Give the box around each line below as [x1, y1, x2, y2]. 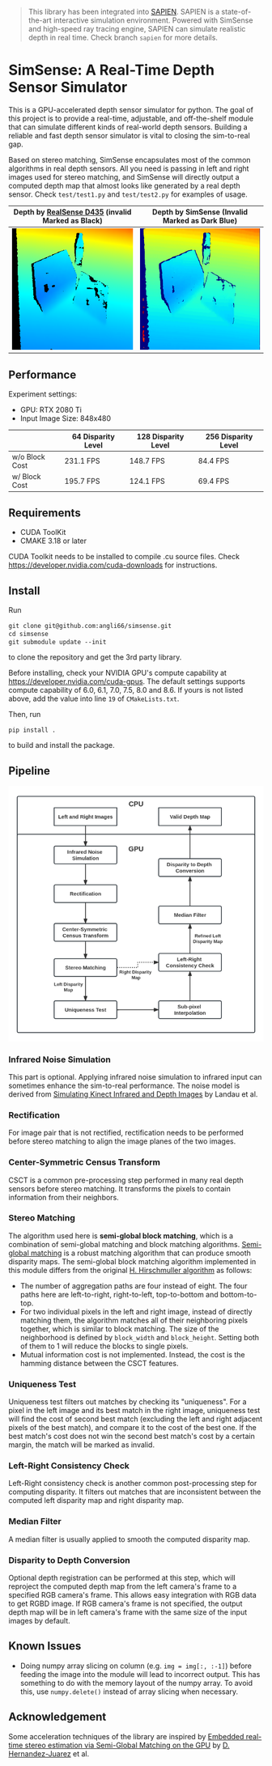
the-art [28, 15, 53, 25]
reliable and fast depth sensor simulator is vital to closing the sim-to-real [8, 130, 251, 140]
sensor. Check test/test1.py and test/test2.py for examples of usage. [8, 189, 249, 199]
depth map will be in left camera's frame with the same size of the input [8, 1607, 248, 1617]
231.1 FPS [64, 456, 100, 466]
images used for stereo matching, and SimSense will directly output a [8, 172, 240, 181]
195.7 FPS [64, 476, 100, 486]
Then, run [8, 710, 41, 720]
